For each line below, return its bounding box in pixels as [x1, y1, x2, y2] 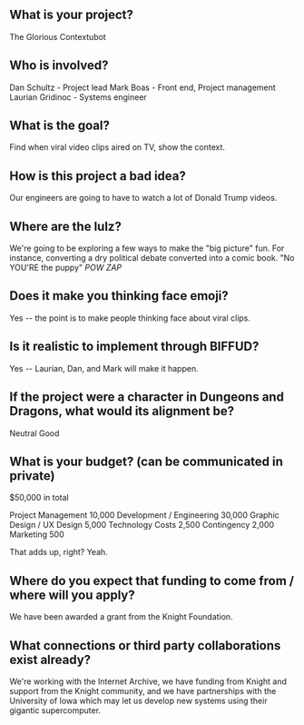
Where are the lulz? [9, 218, 123, 234]
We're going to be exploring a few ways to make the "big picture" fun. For [9, 243, 285, 253]
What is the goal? [9, 118, 111, 134]
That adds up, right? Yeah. [9, 547, 109, 558]
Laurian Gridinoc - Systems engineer [9, 91, 147, 103]
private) [9, 468, 55, 483]
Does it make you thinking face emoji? [9, 288, 229, 303]
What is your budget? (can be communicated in [9, 453, 284, 469]
